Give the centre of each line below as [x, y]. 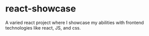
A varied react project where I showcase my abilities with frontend [74, 22]
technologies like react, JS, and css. [43, 27]
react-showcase [41, 9]
